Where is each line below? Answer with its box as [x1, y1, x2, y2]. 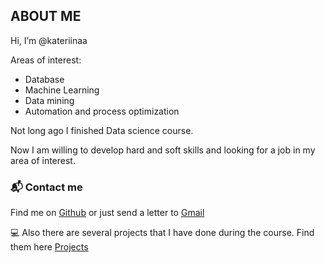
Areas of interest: [10, 54, 82, 66]
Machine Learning [24, 84, 100, 96]
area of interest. [10, 154, 76, 166]
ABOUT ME [10, 8, 82, 25]
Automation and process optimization [24, 105, 180, 117]
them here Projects [10, 241, 89, 253]
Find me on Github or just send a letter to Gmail [10, 207, 205, 219]
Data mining [24, 94, 75, 106]
